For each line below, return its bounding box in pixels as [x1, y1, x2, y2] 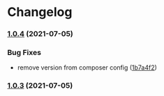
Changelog [7, 4, 73, 20]
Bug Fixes [7, 48, 42, 58]
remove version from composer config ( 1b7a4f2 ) [17, 63, 157, 72]
